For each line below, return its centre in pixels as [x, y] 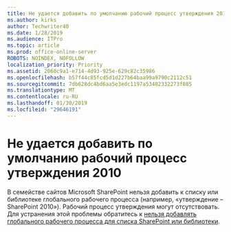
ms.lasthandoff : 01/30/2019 [47, 103]
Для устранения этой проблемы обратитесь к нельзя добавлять [102, 213]
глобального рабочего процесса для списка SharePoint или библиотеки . [113, 221]
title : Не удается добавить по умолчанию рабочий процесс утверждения [110, 13]
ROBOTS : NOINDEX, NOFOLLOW [46, 59]
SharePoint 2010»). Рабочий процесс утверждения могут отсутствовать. [113, 207]
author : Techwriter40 [38, 26]
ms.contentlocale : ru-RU [43, 97]
